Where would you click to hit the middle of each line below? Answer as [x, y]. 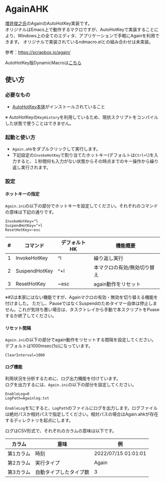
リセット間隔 [18, 328]
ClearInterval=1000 [25, 355]
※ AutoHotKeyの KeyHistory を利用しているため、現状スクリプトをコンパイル [82, 117]
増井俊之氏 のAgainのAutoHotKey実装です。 [49, 23]
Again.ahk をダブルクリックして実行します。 [56, 149]
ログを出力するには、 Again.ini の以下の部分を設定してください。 [71, 385]
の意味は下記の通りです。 [31, 212]
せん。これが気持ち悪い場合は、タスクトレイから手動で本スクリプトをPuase [82, 310]
